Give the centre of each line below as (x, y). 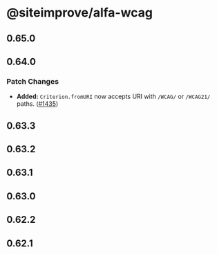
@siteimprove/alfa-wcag (80, 13)
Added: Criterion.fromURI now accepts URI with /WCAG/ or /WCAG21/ (113, 97)
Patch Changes (33, 81)
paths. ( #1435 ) (37, 104)
